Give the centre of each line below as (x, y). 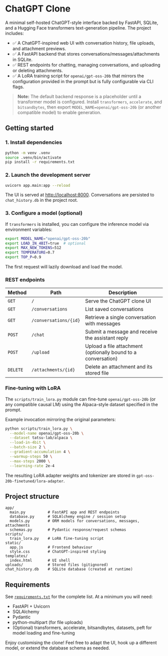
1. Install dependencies (34, 142)
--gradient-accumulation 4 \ (40, 452)
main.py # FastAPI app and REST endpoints (65, 512)
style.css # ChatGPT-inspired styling (58, 552)
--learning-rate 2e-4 (32, 466)
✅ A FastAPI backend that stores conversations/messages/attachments (86, 54)
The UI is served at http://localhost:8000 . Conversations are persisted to (80, 195)
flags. (18, 87)
